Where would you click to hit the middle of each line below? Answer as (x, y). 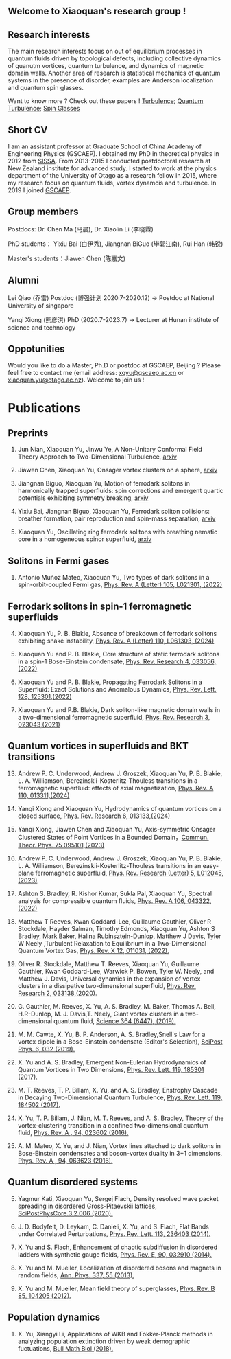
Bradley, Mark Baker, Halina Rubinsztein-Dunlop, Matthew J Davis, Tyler (119, 936)
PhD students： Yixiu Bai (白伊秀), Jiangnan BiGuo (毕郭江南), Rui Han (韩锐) (115, 244)
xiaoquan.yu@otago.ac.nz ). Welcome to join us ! (76, 380)
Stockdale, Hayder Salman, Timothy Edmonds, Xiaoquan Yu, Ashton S (116, 928)
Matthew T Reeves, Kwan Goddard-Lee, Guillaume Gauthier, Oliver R (114, 921)
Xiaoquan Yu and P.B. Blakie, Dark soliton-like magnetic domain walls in (119, 710)
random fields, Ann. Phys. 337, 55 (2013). (76, 1275)
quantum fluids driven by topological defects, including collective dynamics (114, 58)
